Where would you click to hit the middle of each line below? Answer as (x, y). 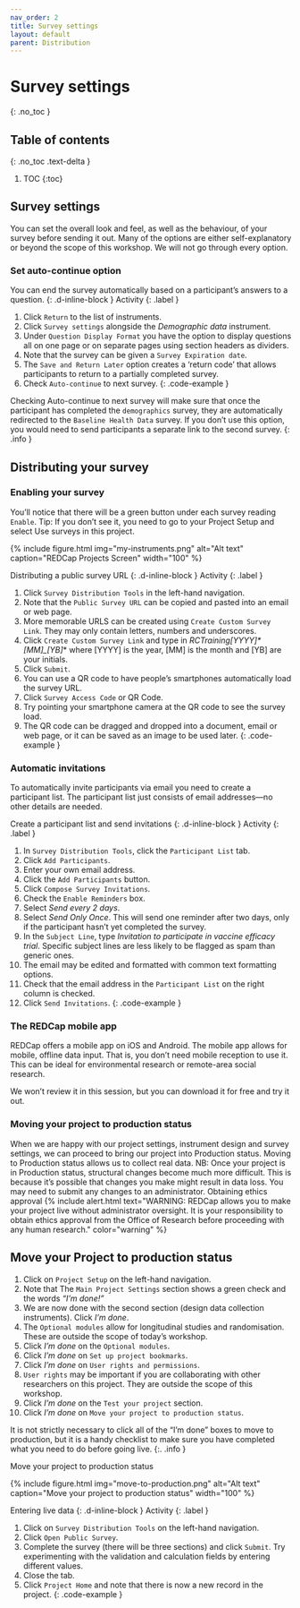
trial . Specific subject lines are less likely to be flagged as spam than (149, 946)
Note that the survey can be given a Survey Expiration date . (135, 355)
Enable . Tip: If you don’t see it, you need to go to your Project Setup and (142, 521)
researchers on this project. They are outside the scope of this (138, 1383)
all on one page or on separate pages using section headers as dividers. (156, 346)
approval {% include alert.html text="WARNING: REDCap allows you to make (150, 1201)
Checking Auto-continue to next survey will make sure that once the (135, 401)
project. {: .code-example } (73, 1594)
